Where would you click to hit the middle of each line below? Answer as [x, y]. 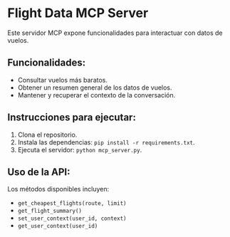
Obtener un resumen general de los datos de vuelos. [95, 88]
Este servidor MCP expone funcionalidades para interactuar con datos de [115, 33]
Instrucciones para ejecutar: [72, 118]
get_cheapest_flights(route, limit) [72, 204]
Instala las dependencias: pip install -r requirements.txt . [106, 142]
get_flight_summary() [49, 211]
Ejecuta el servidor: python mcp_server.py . [80, 149]
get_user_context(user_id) [58, 226]
